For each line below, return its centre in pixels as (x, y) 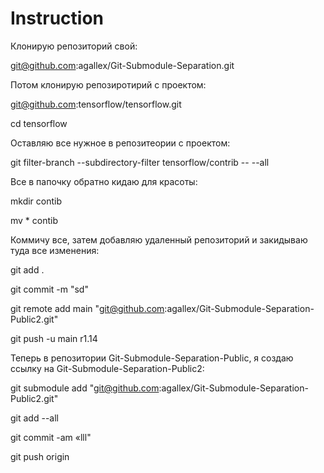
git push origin (40, 456)
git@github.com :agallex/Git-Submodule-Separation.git (122, 65)
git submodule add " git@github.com (85, 388)
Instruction (57, 18)
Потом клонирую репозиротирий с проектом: (108, 84)
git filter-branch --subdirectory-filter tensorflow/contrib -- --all (140, 162)
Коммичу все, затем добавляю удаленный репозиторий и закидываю (159, 239)
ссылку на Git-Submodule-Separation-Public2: (107, 368)
